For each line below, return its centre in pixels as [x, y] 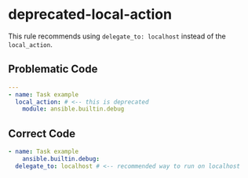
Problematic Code [53, 69]
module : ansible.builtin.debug [73, 109]
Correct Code [42, 134]
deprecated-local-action [90, 15]
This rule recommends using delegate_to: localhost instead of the [117, 36]
